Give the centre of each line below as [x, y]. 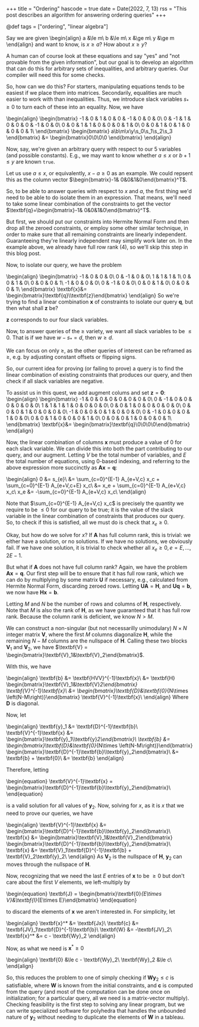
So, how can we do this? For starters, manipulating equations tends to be [96, 86]
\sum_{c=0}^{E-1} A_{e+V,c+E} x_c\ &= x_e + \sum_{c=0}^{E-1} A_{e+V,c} [96, 485]
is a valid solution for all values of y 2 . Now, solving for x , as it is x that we [95, 806]
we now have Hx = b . [32, 592]
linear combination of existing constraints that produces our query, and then [99, 374]
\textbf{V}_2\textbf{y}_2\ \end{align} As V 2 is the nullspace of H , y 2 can [94, 857]
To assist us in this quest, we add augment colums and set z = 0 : [86, 392]
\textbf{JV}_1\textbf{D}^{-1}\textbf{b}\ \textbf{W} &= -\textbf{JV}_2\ [89, 929]
